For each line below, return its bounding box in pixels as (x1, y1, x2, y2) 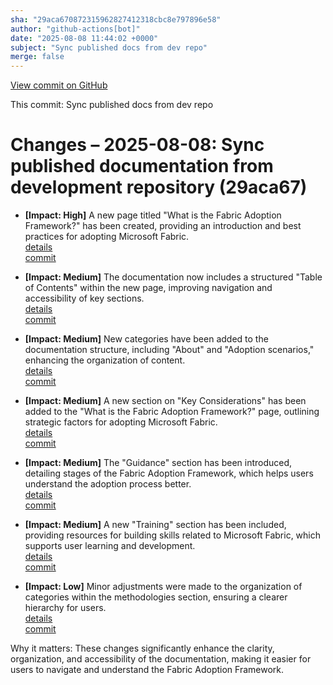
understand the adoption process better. (24, 478, 192, 490)
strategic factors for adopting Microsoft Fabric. (24, 416, 218, 428)
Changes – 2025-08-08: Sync (10, 134, 265, 156)
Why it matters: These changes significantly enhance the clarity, (10, 642, 275, 655)
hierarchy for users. (24, 602, 107, 614)
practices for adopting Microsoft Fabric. (24, 231, 190, 243)
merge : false (10, 52, 65, 62)
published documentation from (10, 155, 274, 178)
